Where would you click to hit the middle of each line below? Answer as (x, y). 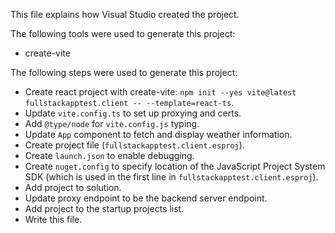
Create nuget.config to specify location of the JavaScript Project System (175, 166)
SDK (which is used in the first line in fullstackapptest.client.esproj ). (171, 177)
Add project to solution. (73, 187)
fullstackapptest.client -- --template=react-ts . (129, 102)
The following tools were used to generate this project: (123, 33)
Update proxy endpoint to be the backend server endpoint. (146, 198)
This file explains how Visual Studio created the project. (125, 14)
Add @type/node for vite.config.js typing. (112, 123)
